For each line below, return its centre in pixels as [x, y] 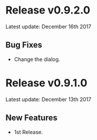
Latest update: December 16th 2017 [48, 26]
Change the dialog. [37, 59]
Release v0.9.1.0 [46, 83]
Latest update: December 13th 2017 [48, 99]
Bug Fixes [24, 45]
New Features [31, 118]
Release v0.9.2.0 [48, 10]
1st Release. [29, 132]
